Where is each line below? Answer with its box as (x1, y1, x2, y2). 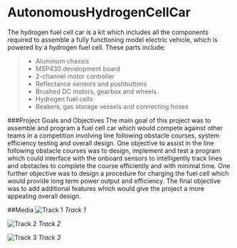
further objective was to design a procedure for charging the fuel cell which (7, 169, 229, 177)
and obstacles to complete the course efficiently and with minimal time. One (7, 161, 231, 170)
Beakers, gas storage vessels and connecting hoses (35, 102, 189, 110)
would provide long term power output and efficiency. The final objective (7, 176, 221, 185)
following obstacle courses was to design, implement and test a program (7, 146, 221, 155)
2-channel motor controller (35, 72, 115, 81)
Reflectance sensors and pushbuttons (35, 79, 147, 88)
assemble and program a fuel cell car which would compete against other (7, 123, 223, 132)
